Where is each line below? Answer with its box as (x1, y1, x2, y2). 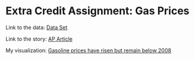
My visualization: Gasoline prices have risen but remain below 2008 (5, 46, 172, 54)
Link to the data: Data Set (5, 24, 68, 31)
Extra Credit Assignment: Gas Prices (5, 4, 190, 18)
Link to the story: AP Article (5, 35, 73, 42)
